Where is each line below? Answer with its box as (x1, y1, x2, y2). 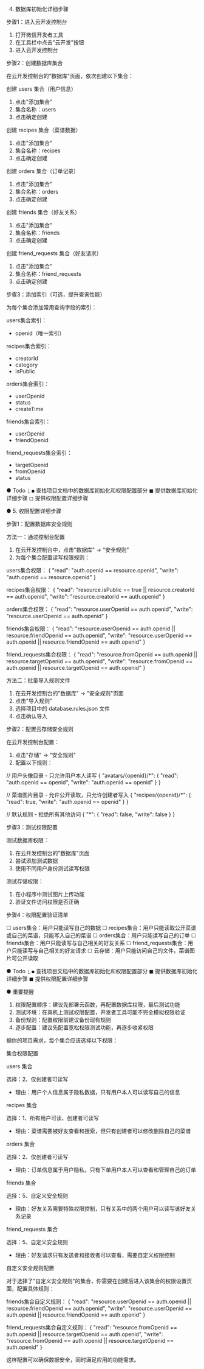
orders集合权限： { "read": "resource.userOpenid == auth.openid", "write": (6, 605, 193, 613)
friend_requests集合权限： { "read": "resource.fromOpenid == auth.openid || (6, 651, 198, 658)
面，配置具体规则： (6, 1285, 55, 1292)
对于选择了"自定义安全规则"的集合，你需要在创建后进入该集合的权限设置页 (6, 1278, 192, 1284)
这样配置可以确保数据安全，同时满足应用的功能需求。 (6, 1356, 140, 1363)
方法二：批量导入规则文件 (6, 677, 70, 684)
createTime (15, 406, 44, 412)
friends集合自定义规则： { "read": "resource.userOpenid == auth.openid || (6, 1298, 191, 1305)
